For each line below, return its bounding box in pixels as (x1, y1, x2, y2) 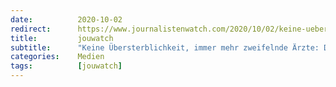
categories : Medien (10, 52, 105, 62)
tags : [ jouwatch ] (10, 61, 123, 71)
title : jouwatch (10, 33, 114, 43)
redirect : (10, 24, 52, 34)
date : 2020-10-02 (10, 14, 123, 25)
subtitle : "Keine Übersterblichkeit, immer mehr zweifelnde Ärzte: (10, 42, 320, 53)
